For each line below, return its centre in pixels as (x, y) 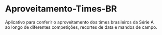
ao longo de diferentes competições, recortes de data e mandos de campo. (81, 27)
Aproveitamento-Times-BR (61, 9)
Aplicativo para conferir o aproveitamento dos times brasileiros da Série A (80, 22)
